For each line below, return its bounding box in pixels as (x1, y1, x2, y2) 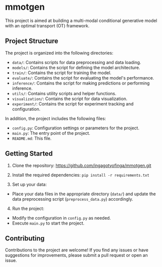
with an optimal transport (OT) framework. (5, 22, 90, 28)
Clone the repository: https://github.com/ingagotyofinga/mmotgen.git (12, 163, 152, 168)
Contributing (5, 234, 45, 243)
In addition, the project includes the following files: (5, 115, 106, 121)
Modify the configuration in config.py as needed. (12, 215, 111, 221)
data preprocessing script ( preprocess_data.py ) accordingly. (12, 196, 133, 202)
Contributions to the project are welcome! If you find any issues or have (5, 247, 148, 253)
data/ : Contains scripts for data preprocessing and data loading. (12, 59, 141, 65)
